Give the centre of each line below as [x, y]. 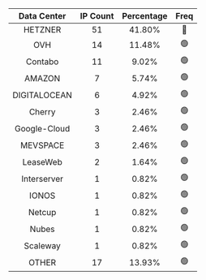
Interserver [42, 179]
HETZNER [42, 30]
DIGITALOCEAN [43, 95]
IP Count [97, 16]
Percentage [144, 16]
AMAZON [42, 78]
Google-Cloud [43, 128]
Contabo [42, 62]
